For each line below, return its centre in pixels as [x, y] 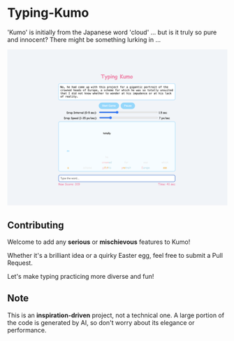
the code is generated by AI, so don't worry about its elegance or [101, 322]
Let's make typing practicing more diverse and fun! [81, 277]
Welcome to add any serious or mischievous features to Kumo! [99, 242]
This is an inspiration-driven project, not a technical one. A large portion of [116, 315]
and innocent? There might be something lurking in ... [84, 39]
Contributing [36, 225]
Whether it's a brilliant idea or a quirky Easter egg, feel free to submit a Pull [115, 256]
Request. [20, 263]
